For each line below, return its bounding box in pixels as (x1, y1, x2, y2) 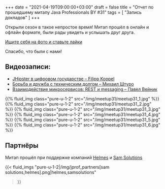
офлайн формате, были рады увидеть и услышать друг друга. (5, 30, 135, 35)
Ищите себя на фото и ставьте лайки (5, 39, 83, 45)
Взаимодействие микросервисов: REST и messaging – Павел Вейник (12, 86, 158, 92)
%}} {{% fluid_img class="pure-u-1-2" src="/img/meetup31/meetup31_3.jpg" (5, 106, 161, 112)
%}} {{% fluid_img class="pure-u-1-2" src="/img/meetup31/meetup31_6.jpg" (5, 122, 161, 127)
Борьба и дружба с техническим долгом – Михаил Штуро (12, 81, 134, 87)
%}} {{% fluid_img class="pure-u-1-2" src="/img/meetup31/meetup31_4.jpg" (5, 111, 161, 117)
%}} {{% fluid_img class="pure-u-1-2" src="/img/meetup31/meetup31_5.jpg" (5, 117, 161, 123)
